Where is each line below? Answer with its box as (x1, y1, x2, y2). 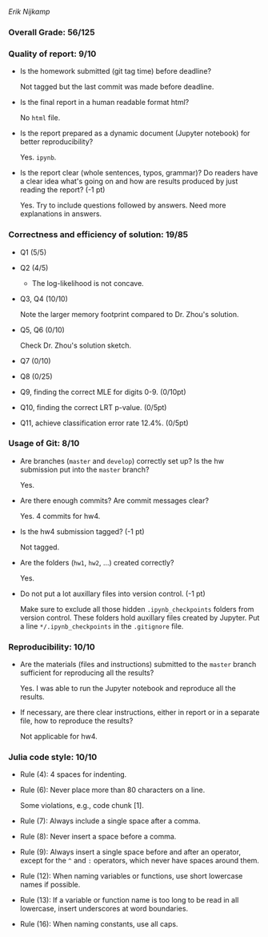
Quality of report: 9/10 (8, 48, 97, 59)
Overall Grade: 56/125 (8, 26, 95, 38)
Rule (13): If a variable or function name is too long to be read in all (19, 895, 239, 905)
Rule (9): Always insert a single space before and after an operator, (19, 847, 242, 857)
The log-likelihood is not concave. (31, 278, 144, 288)
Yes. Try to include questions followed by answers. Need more (19, 200, 226, 211)
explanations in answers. (19, 209, 102, 219)
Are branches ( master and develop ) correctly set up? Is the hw (19, 456, 224, 465)
